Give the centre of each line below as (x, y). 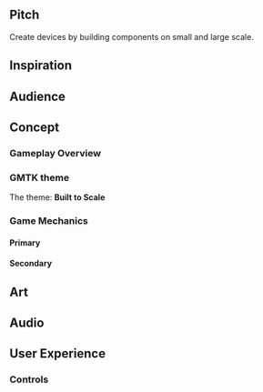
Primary (25, 242)
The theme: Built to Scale (57, 197)
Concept (35, 127)
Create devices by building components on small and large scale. (132, 36)
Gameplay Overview (56, 153)
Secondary (31, 264)
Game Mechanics (49, 221)
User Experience (58, 354)
